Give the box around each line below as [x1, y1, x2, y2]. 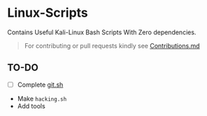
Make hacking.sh [17, 94, 67, 103]
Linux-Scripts [7, 5, 89, 21]
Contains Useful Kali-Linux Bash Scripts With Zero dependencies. [7, 28, 197, 36]
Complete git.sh [17, 80, 64, 89]
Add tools [17, 101, 45, 110]
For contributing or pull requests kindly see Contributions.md [24, 41, 201, 50]
